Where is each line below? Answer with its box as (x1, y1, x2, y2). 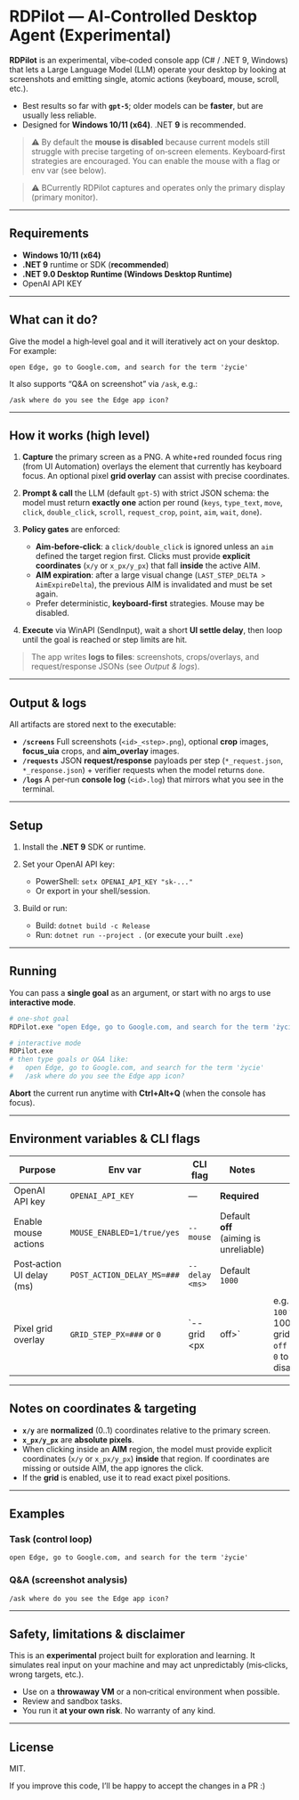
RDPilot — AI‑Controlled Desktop (9, 6, 258, 27)
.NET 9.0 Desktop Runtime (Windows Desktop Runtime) (21, 268, 233, 279)
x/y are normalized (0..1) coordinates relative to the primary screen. (21, 1425, 271, 1435)
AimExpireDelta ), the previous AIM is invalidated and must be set (35, 579, 273, 590)
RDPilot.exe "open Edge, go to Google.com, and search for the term (9, 1023, 269, 1032)
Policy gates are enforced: (21, 524, 121, 535)
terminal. (21, 784, 55, 794)
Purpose (19, 1163, 56, 1176)
